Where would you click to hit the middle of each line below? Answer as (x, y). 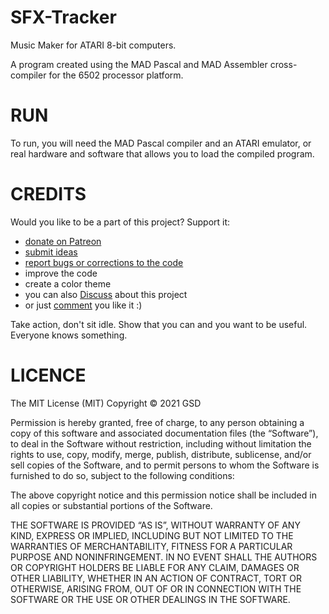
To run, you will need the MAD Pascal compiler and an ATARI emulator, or (161, 143)
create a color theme (68, 283)
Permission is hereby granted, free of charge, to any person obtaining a (157, 422)
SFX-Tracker (63, 17)
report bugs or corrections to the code (104, 262)
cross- (283, 64)
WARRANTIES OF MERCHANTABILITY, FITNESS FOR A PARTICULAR (151, 546)
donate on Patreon (63, 241)
